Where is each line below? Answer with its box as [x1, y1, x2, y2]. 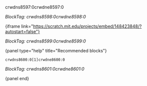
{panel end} [5, 76, 30, 81]
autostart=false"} [5, 29, 40, 34]
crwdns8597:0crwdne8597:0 [5, 4, 64, 10]
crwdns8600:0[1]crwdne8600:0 [5, 57, 65, 62]
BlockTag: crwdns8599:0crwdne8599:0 [5, 38, 86, 44]
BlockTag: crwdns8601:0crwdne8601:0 [5, 66, 85, 72]
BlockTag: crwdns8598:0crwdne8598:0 [5, 14, 86, 19]
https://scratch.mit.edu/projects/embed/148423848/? [33, 23, 142, 29]
